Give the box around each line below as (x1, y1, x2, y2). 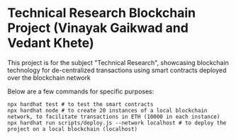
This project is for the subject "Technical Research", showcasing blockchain (7, 58, 229, 66)
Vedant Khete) (7, 35, 94, 51)
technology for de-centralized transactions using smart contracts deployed (7, 66, 227, 74)
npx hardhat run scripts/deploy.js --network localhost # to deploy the (7, 119, 227, 127)
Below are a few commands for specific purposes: (7, 87, 154, 95)
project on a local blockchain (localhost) (7, 125, 138, 132)
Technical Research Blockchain (7, 5, 196, 21)
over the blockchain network (7, 73, 91, 82)
